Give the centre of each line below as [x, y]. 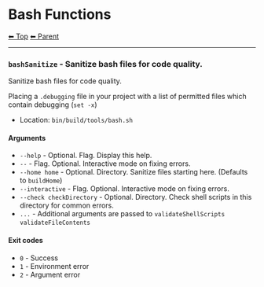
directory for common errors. [66, 205]
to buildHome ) [41, 180]
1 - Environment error [54, 266]
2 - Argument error [50, 274]
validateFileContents [55, 223]
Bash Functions [60, 15]
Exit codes [26, 241]
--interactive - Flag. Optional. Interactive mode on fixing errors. [124, 189]
